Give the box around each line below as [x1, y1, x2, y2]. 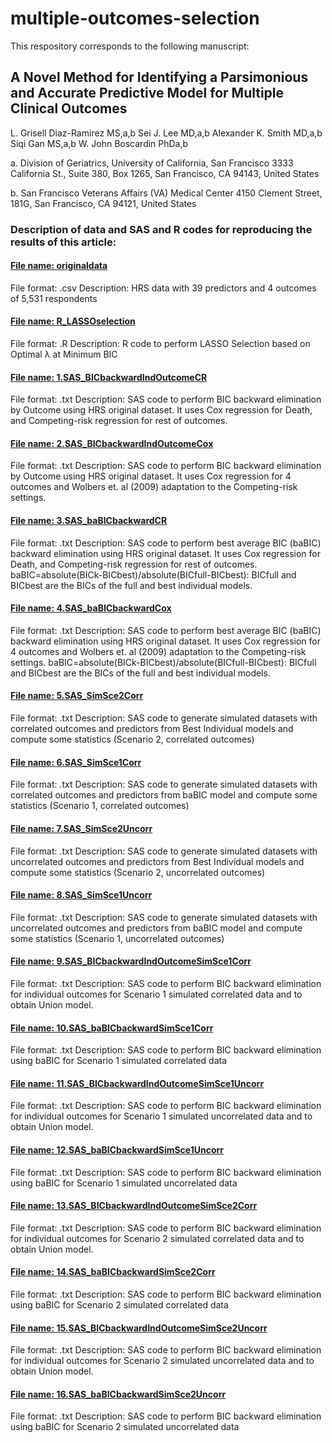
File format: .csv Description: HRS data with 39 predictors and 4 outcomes [10, 282, 317, 294]
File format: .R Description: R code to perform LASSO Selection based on [10, 338, 311, 350]
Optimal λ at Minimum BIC [10, 348, 118, 361]
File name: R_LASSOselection [10, 315, 136, 327]
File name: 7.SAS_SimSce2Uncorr [10, 822, 153, 834]
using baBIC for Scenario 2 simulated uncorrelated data [10, 1421, 240, 1433]
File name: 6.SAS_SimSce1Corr [10, 756, 142, 768]
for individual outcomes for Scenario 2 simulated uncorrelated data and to [10, 1355, 315, 1367]
